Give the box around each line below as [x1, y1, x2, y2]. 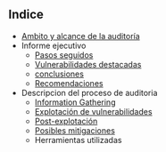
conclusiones [34, 68, 84, 79]
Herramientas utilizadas [34, 134, 122, 145]
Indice [8, 7, 44, 22]
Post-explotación [34, 116, 98, 126]
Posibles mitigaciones [34, 124, 115, 136]
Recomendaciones [34, 77, 104, 88]
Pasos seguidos [34, 49, 94, 60]
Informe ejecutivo [21, 40, 87, 51]
